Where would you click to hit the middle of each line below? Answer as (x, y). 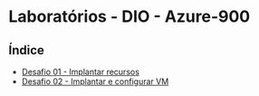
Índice (26, 50)
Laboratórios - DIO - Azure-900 (129, 17)
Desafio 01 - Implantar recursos (80, 72)
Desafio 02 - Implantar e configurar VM (95, 82)
